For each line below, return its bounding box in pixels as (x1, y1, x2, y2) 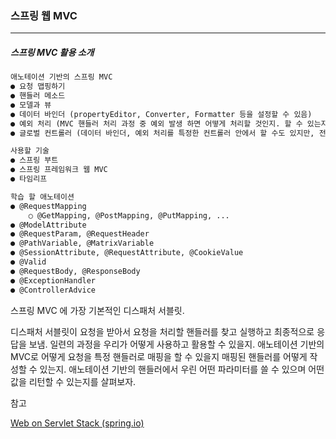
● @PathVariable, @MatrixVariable (10, 238, 155, 249)
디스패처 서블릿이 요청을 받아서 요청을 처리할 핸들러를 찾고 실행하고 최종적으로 (10, 325, 315, 337)
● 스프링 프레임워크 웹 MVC (10, 165, 108, 175)
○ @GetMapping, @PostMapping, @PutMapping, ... (28, 210, 230, 221)
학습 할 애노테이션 (10, 192, 75, 202)
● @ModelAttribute (10, 220, 87, 230)
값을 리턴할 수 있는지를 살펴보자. (10, 375, 137, 387)
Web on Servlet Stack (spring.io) (10, 417, 145, 429)
